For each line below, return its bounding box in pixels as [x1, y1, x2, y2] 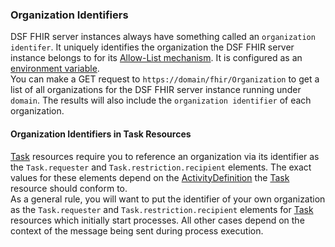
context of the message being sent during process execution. [10, 224, 264, 237]
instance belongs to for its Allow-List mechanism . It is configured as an [10, 52, 303, 64]
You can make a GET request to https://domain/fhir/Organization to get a [10, 73, 320, 85]
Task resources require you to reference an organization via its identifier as [10, 150, 320, 162]
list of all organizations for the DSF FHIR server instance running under [10, 84, 302, 96]
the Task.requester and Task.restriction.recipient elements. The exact [10, 161, 312, 173]
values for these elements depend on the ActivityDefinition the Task [10, 171, 290, 183]
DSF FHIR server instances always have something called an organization [10, 31, 316, 43]
